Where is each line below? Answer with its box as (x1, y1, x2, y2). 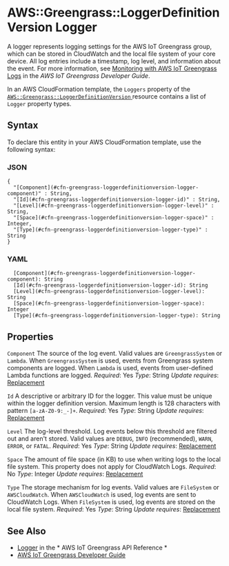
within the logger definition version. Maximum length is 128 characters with (7, 399, 221, 407)
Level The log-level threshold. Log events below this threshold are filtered (7, 427, 217, 436)
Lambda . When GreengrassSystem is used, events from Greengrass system (7, 356, 214, 365)
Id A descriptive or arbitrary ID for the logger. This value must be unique (7, 392, 212, 401)
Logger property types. (7, 99, 72, 108)
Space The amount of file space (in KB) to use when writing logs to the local (7, 455, 221, 463)
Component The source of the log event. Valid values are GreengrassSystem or (7, 350, 223, 358)
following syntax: (7, 145, 56, 153)
